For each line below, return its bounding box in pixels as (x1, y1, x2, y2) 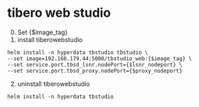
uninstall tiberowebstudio (17, 79, 91, 88)
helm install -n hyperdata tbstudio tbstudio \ (7, 49, 149, 56)
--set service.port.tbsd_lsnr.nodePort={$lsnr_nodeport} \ (7, 61, 183, 68)
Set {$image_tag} (17, 28, 68, 36)
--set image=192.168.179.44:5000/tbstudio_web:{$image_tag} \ (7, 55, 192, 62)
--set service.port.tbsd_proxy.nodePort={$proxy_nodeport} (7, 67, 183, 74)
